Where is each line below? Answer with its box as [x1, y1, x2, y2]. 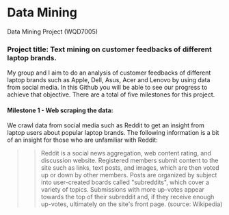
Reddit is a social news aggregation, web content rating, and [40, 149, 212, 157]
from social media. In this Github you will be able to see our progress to [7, 84, 208, 92]
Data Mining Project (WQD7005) [7, 27, 98, 36]
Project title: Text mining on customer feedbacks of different [7, 45, 212, 54]
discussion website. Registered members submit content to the [40, 156, 219, 165]
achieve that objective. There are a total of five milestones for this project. [7, 90, 215, 99]
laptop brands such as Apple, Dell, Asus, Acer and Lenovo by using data [7, 76, 211, 84]
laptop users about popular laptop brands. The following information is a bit [7, 129, 219, 137]
